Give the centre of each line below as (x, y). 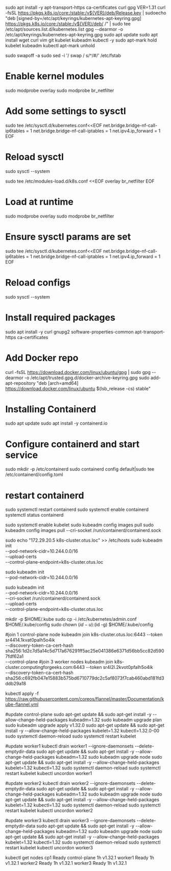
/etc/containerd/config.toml (34, 474)
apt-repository (20, 383)
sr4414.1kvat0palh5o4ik (30, 640)
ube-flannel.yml (22, 704)
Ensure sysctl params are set (68, 237)
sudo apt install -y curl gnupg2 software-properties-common (69, 332)
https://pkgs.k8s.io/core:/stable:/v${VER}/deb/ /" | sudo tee (68, 24)
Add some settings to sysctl (66, 111)
